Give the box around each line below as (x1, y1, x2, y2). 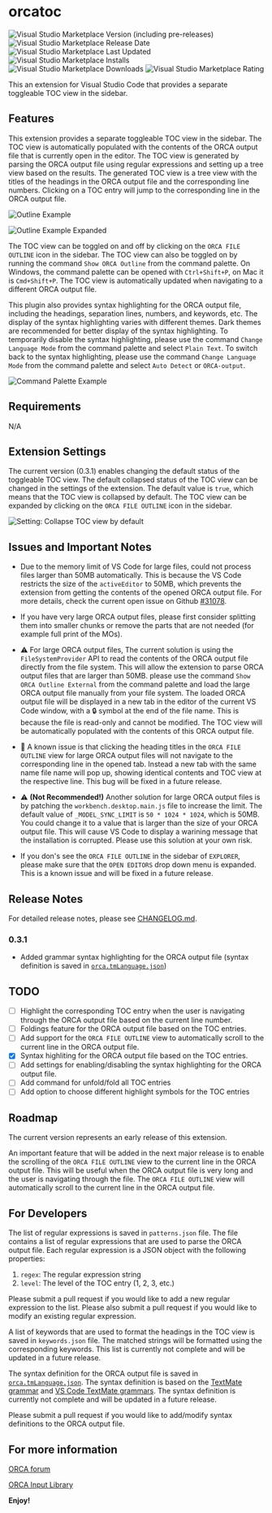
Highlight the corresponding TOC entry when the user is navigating (19, 1006, 245, 1016)
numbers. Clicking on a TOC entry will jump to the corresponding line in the (8, 185, 261, 195)
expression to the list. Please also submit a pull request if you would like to (8, 1303, 257, 1312)
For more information (8, 1442, 118, 1456)
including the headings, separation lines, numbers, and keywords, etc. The (8, 308, 258, 319)
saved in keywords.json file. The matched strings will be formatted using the (8, 1336, 262, 1346)
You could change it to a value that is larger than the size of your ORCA (19, 818, 258, 828)
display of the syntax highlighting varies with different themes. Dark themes (8, 317, 261, 327)
